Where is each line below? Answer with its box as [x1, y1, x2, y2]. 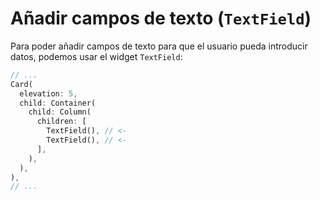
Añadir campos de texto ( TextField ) [10, 7, 312, 30]
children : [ [36, 117, 87, 127]
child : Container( [19, 98, 97, 108]
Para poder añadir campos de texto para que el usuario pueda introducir [10, 40, 308, 52]
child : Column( [28, 107, 92, 117]
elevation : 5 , [19, 88, 78, 99]
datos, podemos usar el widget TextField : [10, 50, 183, 62]
